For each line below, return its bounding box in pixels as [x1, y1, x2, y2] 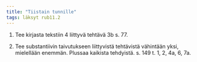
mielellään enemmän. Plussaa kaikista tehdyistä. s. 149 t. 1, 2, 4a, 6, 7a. [14, 49, 192, 56]
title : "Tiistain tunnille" [6, 8, 77, 15]
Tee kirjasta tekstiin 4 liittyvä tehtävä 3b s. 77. [14, 31, 128, 38]
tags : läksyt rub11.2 [6, 14, 61, 20]
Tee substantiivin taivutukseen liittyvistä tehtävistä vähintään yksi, [14, 43, 179, 50]
